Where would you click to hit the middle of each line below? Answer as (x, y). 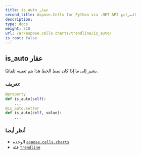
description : (19, 19)
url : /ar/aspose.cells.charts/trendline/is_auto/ (59, 33)
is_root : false (21, 38)
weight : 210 (18, 29)
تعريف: (13, 84)
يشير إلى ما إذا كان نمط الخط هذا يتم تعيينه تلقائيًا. (52, 71)
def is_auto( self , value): (34, 113)
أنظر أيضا (15, 131)
